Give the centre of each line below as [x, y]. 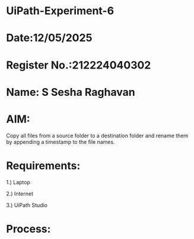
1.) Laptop [18, 182]
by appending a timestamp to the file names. [61, 142]
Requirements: [43, 165]
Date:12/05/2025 [49, 38]
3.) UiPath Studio [27, 205]
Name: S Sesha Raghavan [71, 92]
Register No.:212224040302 [79, 65]
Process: [28, 229]
